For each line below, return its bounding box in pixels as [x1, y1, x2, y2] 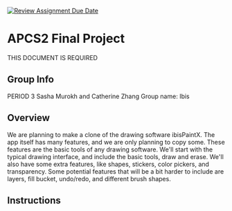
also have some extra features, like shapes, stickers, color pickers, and [7, 160, 210, 168]
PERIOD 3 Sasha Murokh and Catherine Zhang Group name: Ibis [7, 92, 190, 100]
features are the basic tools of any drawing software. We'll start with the [7, 145, 213, 154]
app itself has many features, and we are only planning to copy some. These [7, 138, 225, 146]
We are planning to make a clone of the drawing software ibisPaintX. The [7, 130, 215, 138]
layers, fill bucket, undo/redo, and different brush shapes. [7, 174, 171, 183]
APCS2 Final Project [7, 31, 125, 46]
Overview [7, 112, 51, 124]
